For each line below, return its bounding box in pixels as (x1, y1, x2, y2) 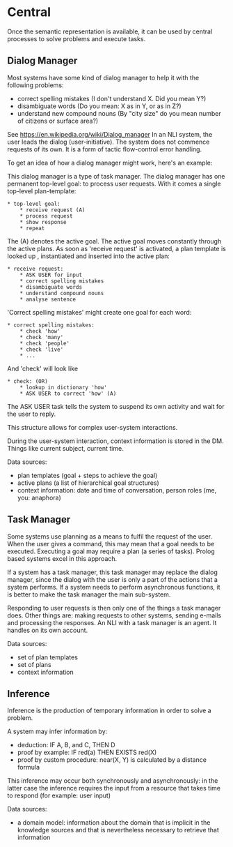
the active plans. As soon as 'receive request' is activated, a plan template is (7, 244, 226, 253)
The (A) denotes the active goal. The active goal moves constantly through (7, 237, 222, 245)
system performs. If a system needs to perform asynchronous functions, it (7, 583, 220, 591)
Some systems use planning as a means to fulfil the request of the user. (7, 532, 213, 541)
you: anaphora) (17, 493, 61, 502)
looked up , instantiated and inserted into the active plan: (7, 252, 170, 260)
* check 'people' (19, 340, 70, 347)
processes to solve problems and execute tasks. (7, 34, 146, 43)
